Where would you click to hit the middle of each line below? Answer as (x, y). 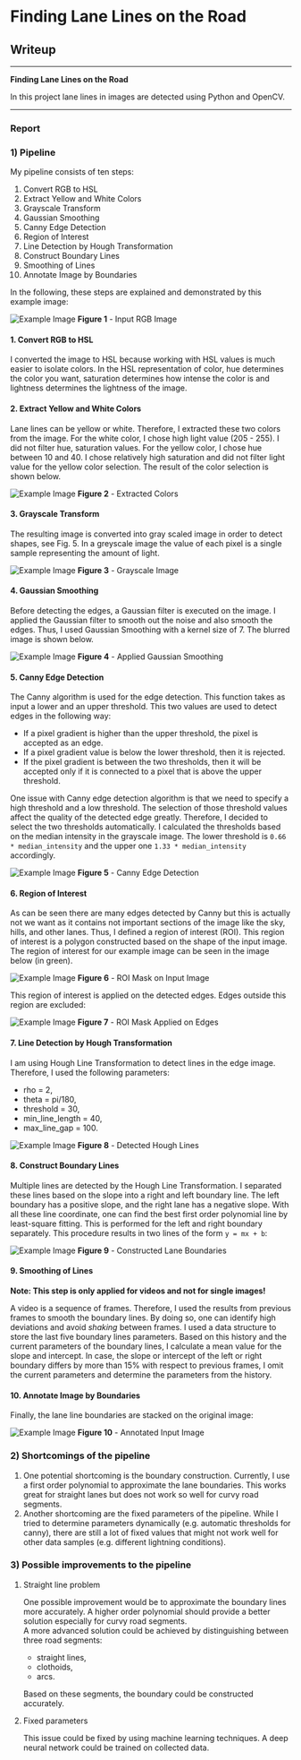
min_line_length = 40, (63, 1118)
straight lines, (62, 1657)
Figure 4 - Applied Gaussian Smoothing (150, 657)
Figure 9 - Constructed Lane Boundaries (152, 1250)
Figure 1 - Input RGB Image (127, 319)
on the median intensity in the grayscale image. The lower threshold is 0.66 (148, 837)
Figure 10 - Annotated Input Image (141, 1433)
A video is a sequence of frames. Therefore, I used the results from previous (150, 1309)
